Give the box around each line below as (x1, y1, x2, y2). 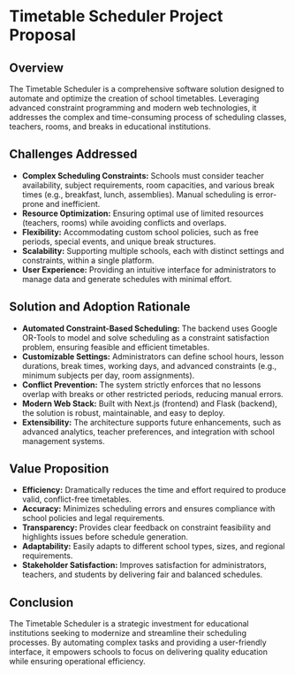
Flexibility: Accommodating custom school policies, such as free (21, 226, 259, 237)
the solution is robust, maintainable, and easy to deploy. (21, 407, 225, 418)
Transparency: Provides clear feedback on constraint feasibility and (21, 522, 271, 533)
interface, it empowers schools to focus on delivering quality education (9, 647, 268, 657)
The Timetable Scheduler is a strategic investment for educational (9, 618, 249, 629)
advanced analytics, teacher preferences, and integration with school (21, 426, 276, 437)
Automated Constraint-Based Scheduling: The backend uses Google (21, 323, 278, 334)
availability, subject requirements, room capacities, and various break (21, 180, 276, 190)
